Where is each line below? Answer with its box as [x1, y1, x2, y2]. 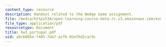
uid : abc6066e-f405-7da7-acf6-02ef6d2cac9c [5, 35, 96, 40]
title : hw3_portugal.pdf [5, 30, 56, 35]
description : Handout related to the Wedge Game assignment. [5, 12, 134, 17]
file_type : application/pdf [5, 21, 63, 26]
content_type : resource [5, 7, 54, 12]
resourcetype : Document [5, 25, 54, 30]
